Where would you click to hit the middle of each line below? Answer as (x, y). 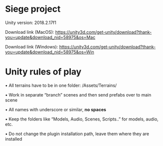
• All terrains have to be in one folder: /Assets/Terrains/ (61, 85)
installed (14, 139)
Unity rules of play (43, 72)
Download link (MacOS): (30, 32)
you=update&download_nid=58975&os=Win (50, 52)
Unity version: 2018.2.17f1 (31, 23)
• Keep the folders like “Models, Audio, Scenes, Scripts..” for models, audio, (82, 119)
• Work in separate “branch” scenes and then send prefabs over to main (78, 95)
